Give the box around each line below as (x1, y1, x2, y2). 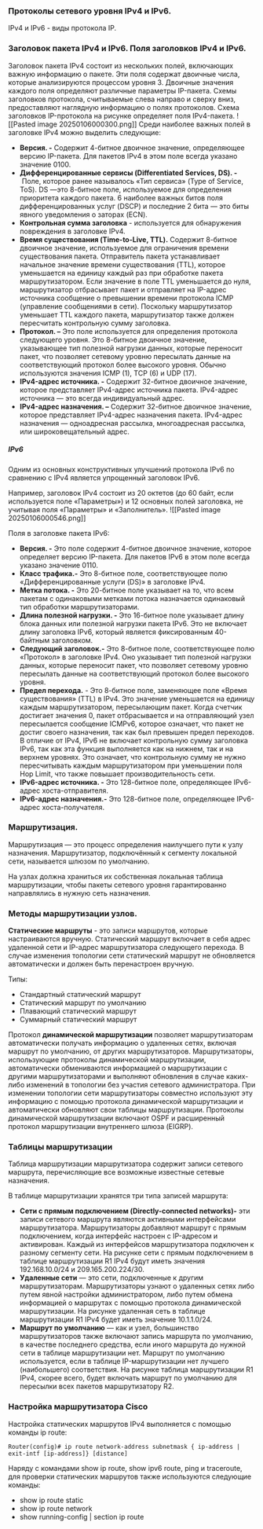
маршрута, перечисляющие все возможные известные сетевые (8, 1168, 225, 1177)
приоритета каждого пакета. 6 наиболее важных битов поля (19, 192, 224, 202)
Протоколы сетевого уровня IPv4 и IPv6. (8, 5, 171, 16)
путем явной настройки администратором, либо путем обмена (19, 1290, 233, 1300)
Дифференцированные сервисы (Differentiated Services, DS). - (19, 167, 238, 178)
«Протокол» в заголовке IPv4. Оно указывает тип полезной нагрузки (19, 652, 251, 662)
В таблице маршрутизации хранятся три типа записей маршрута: (8, 1191, 229, 1201)
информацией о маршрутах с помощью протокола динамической (19, 1298, 242, 1307)
